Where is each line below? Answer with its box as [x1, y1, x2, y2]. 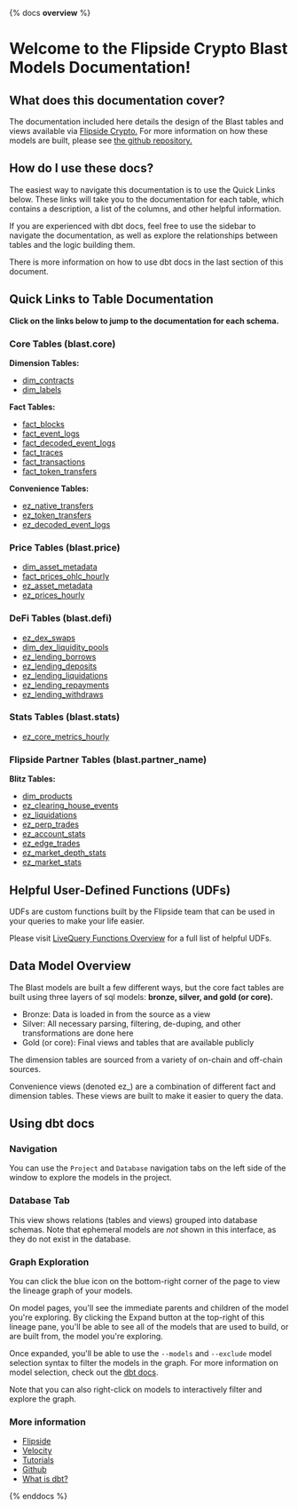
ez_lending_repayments [21, 679, 109, 690]
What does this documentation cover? [9, 92, 225, 107]
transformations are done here [21, 1028, 134, 1038]
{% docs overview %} [9, 8, 91, 18]
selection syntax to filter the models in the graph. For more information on [9, 1358, 279, 1369]
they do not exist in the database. [9, 1234, 131, 1244]
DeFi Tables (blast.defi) [9, 612, 113, 624]
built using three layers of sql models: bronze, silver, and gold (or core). [9, 991, 273, 1002]
